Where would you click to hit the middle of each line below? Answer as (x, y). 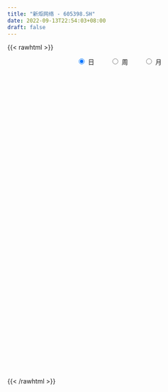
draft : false (27, 27)
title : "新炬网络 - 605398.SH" (51, 14)
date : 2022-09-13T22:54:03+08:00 (57, 21)
